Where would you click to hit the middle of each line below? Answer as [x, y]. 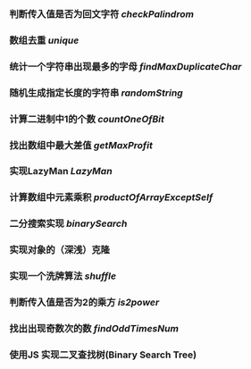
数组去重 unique [44, 40]
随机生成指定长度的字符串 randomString [96, 93]
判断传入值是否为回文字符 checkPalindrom [102, 13]
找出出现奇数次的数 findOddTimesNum [94, 328]
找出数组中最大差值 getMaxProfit [81, 145]
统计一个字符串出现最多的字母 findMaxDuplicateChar [125, 66]
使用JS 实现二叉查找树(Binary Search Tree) [103, 355]
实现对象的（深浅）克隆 [59, 250]
